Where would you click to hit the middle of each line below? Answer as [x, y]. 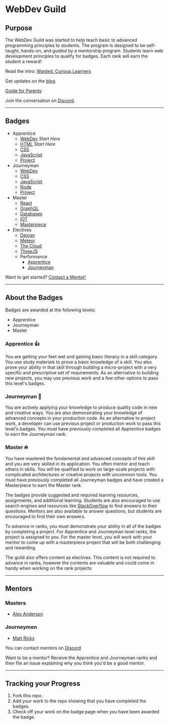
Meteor [27, 240]
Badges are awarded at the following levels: [51, 310]
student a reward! [23, 61]
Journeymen [21, 627]
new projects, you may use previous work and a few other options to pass [82, 378]
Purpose [19, 28]
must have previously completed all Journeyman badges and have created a [84, 480]
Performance [34, 256]
